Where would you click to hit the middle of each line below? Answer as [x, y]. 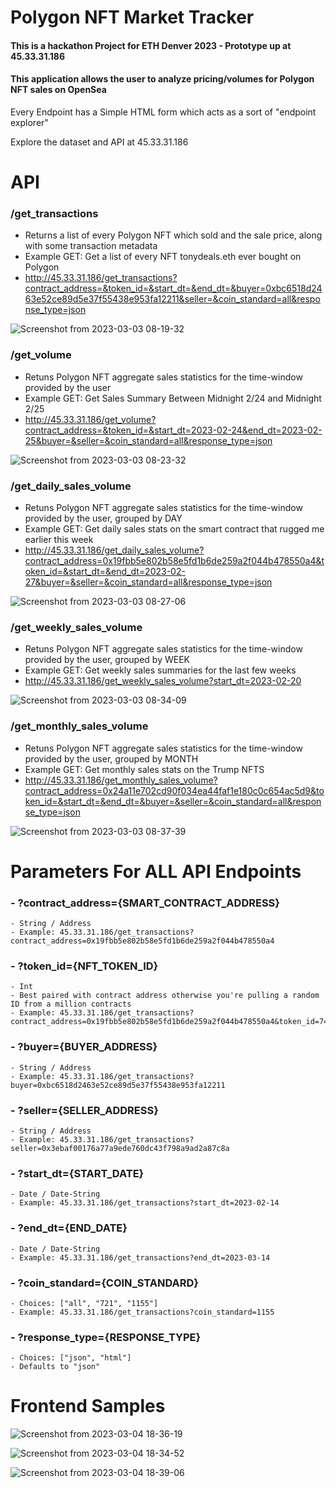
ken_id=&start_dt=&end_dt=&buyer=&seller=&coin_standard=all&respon [173, 801]
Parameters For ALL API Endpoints [156, 871]
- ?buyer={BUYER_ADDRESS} [84, 1047]
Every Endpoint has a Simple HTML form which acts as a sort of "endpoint [163, 112]
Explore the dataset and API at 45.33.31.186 [99, 142]
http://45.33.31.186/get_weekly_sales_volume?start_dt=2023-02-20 [163, 681]
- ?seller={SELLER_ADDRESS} [84, 1110]
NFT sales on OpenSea [58, 90]
